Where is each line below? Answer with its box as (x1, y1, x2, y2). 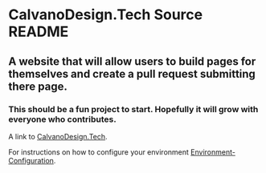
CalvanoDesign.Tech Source (8, 6, 203, 24)
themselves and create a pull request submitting (8, 66, 256, 81)
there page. (8, 79, 68, 93)
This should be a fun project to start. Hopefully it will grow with (8, 103, 259, 115)
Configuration (8, 155, 55, 165)
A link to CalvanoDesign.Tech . (8, 131, 108, 141)
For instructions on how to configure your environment (8, 147, 189, 157)
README (8, 22, 69, 41)
